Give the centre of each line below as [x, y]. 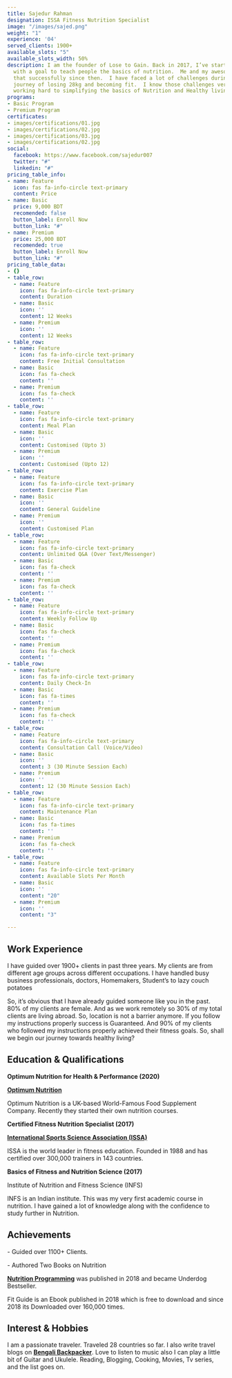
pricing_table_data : [37, 265]
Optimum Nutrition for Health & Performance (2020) [84, 1076]
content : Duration [46, 297]
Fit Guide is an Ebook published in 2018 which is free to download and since [115, 1299]
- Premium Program [33, 110]
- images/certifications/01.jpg [54, 123]
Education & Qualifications [66, 1060]
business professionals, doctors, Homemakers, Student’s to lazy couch [108, 980]
